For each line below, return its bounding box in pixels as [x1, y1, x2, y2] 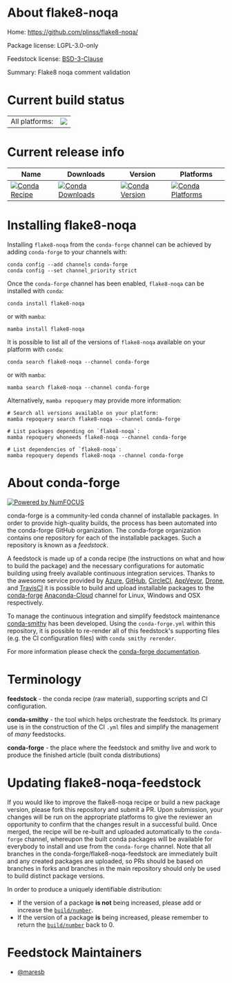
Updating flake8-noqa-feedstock [7, 774, 202, 790]
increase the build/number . [17, 905, 94, 914]
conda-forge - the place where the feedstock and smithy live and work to [7, 743, 217, 752]
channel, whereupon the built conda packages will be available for [23, 835, 213, 843]
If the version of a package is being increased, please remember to [17, 913, 209, 921]
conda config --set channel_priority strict [7, 267, 137, 274]
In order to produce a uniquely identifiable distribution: [7, 885, 162, 893]
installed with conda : [7, 286, 64, 295]
